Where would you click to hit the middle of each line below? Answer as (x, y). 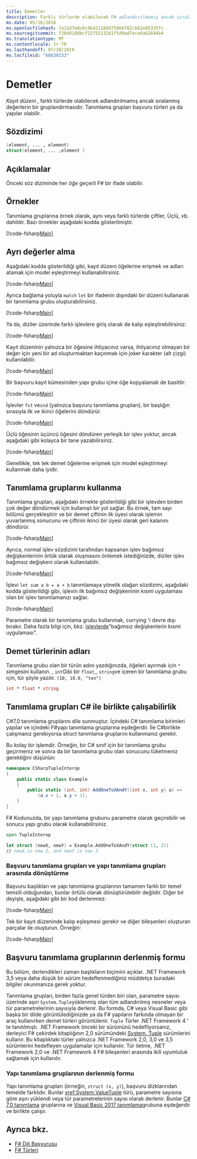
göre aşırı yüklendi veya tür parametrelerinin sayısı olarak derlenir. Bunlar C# (98, 1098)
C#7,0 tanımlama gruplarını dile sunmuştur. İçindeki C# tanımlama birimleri (96, 721)
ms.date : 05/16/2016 (31, 22)
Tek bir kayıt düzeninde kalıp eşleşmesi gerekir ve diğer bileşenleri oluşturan (98, 921)
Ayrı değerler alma (40, 252)
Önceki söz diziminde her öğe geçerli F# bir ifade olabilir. (75, 183)
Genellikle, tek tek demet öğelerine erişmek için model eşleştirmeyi (87, 463)
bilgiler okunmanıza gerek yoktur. (46, 984)
